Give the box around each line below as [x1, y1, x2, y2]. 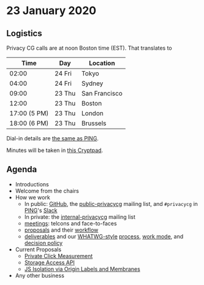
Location [88, 59, 115, 67]
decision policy [24, 239, 63, 246]
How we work [15, 194, 50, 201]
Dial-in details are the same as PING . [6, 135, 99, 142]
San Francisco [81, 89, 123, 97]
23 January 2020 [6, 4, 97, 18]
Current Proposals [15, 246, 62, 253]
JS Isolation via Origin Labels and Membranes [24, 265, 141, 273]
